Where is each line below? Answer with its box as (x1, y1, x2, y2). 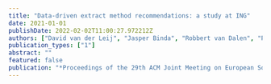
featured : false (8, 57, 63, 65)
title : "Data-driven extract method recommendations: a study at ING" (8, 11, 251, 20)
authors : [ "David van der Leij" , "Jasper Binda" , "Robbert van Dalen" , (8, 34, 254, 42)
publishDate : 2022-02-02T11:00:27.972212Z (8, 26, 153, 34)
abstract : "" (8, 49, 52, 57)
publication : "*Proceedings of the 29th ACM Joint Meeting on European (8, 64, 254, 72)
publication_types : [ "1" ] (8, 42, 95, 50)
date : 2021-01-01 (8, 19, 67, 27)
